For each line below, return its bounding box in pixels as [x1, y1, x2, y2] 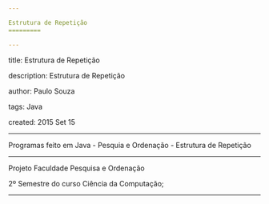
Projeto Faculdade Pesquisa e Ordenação [8, 163, 146, 173]
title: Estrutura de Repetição [8, 55, 100, 65]
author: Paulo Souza [8, 86, 75, 96]
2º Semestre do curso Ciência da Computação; [8, 178, 164, 188]
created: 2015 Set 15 [8, 117, 76, 126]
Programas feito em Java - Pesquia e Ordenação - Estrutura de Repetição [8, 140, 252, 150]
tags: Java [8, 102, 42, 111]
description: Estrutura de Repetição [8, 70, 126, 80]
